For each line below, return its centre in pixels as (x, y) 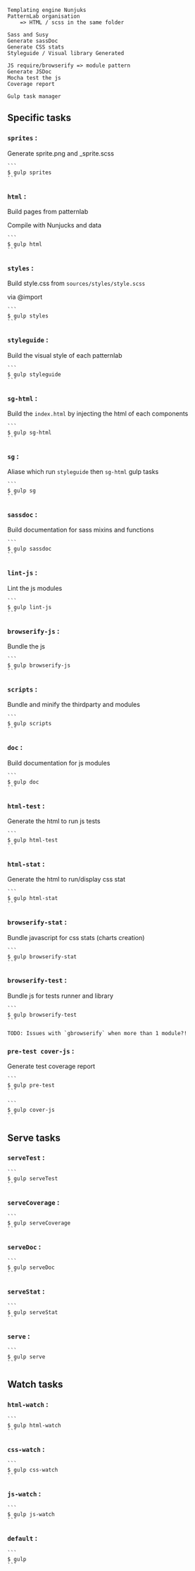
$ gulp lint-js (30, 607)
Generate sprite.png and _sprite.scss (61, 153)
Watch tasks (35, 1385)
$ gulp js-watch (31, 1515)
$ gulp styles (28, 316)
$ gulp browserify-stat (42, 957)
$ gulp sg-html (30, 432)
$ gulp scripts (30, 724)
